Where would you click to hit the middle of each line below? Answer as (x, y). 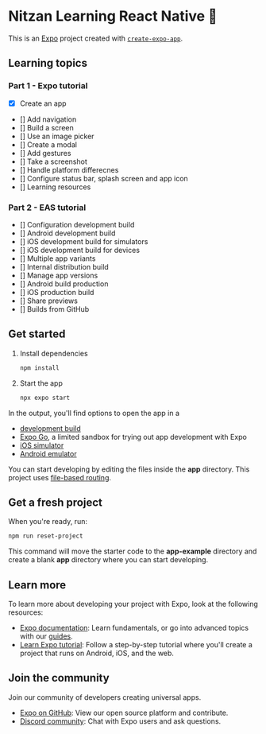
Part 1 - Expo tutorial (48, 86)
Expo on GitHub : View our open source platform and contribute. (124, 713)
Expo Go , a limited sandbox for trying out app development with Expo (133, 437)
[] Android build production (64, 284)
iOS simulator (42, 445)
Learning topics (48, 63)
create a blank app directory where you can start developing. (108, 560)
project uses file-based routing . (60, 477)
